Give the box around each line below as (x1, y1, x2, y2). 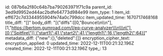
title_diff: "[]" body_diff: (5, 19, 52, 25)
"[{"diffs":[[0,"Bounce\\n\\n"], (53, 19, 113, 25)
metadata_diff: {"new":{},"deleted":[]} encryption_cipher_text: (5, 35, 130, 41)
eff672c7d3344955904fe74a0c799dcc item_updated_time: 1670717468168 (5, 15, 158, 20)
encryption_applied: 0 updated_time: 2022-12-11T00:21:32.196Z (5, 40, 134, 46)
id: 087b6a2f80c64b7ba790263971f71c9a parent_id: (5, 4, 113, 10)
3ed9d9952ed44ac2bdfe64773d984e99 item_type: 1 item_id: (5, 9, 131, 15)
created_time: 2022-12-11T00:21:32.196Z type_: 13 (5, 46, 107, 51)
